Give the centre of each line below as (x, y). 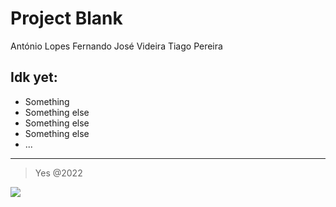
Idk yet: (34, 77)
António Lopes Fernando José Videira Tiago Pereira (116, 46)
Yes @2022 (58, 173)
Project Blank (66, 18)
